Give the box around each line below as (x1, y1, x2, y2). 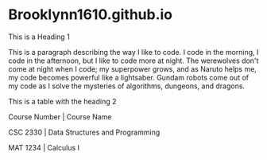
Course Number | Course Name (8, 111, 112, 121)
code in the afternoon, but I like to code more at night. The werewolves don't (8, 56, 259, 65)
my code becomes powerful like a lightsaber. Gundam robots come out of (8, 72, 249, 82)
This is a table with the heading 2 (8, 96, 117, 106)
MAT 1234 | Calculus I (8, 142, 80, 152)
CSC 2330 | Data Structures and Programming (8, 127, 161, 137)
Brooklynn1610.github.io (8, 6, 173, 24)
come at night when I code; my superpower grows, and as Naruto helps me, (8, 64, 257, 73)
